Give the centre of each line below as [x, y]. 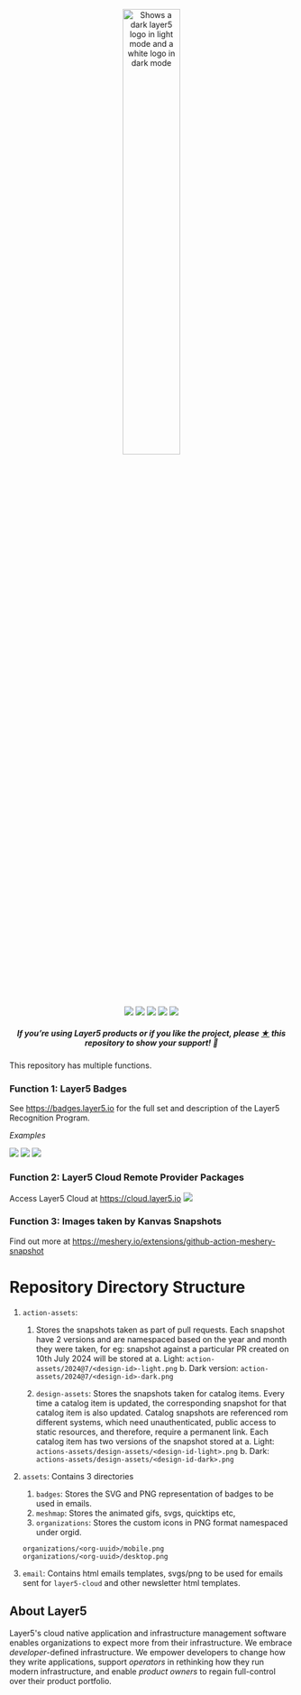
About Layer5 [48, 1612]
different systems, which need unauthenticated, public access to [156, 1422]
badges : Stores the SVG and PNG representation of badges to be [155, 1494]
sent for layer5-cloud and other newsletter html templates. [131, 1582]
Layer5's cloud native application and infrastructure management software [148, 1633]
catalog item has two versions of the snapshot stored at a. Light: [155, 1441]
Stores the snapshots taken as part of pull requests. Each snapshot [160, 1330]
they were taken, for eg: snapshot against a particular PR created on [163, 1349]
